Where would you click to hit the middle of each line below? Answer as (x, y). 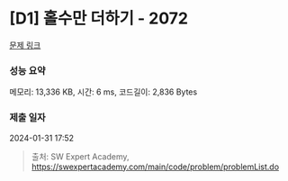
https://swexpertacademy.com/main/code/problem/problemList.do (155, 167)
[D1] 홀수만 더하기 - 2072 (99, 18)
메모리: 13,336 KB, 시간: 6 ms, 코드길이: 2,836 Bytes (103, 92)
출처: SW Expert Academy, (80, 156)
